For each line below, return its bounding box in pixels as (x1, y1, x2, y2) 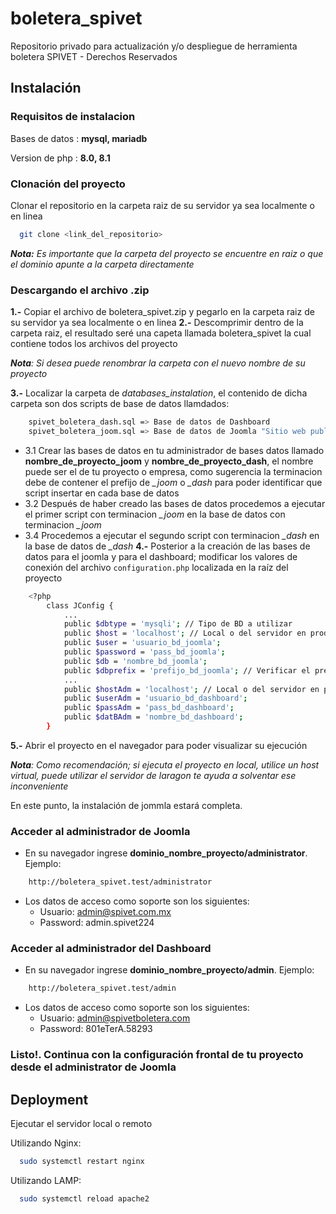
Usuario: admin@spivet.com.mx (39, 906, 172, 918)
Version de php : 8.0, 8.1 (10, 152, 111, 164)
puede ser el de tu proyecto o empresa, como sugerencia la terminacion (24, 465, 323, 477)
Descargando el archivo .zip (10, 283, 150, 297)
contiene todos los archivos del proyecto (10, 338, 178, 350)
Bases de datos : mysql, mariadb (10, 132, 148, 144)
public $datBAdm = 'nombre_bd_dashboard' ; (63, 712, 244, 722)
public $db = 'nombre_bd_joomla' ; (63, 656, 208, 666)
